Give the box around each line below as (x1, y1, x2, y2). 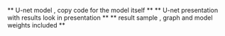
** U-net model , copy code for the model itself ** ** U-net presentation (7, 6, 219, 14)
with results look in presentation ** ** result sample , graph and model (7, 13, 213, 22)
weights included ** (7, 21, 65, 29)
